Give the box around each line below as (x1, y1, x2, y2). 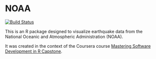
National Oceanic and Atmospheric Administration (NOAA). (5, 34, 123, 39)
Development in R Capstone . (5, 48, 62, 54)
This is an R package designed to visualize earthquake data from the (5, 28, 143, 34)
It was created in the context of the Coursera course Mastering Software (5, 43, 151, 49)
